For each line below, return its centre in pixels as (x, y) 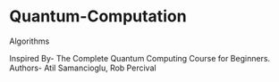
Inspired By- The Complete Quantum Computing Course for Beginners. (140, 58)
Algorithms (30, 41)
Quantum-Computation (98, 16)
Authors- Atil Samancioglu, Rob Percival (83, 68)
